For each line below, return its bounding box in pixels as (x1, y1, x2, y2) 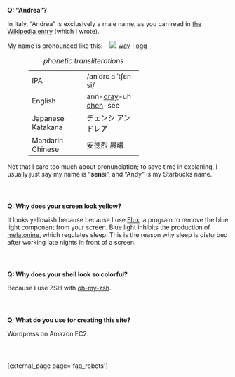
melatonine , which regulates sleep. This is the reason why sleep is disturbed (7, 231, 228, 238)
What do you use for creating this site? (15, 316, 131, 324)
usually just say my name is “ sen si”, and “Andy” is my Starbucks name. (7, 170, 213, 178)
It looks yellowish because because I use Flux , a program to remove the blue (7, 216, 229, 224)
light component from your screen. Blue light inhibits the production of (7, 223, 210, 231)
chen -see (86, 101, 120, 110)
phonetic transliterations (43, 56, 124, 65)
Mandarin (32, 136, 64, 145)
